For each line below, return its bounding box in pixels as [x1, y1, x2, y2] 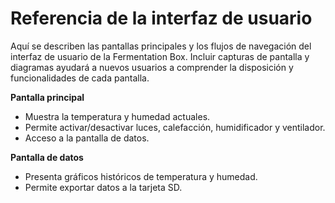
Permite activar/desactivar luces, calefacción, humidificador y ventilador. [24, 121, 326, 133]
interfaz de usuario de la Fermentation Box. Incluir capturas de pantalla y [10, 50, 310, 62]
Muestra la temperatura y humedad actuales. [24, 110, 211, 122]
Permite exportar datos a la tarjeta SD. [24, 181, 183, 193]
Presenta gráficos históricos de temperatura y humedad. [24, 170, 258, 182]
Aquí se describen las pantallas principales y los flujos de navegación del [10, 40, 312, 52]
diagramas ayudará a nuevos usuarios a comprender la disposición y [10, 61, 294, 73]
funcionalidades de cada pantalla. [10, 72, 150, 84]
